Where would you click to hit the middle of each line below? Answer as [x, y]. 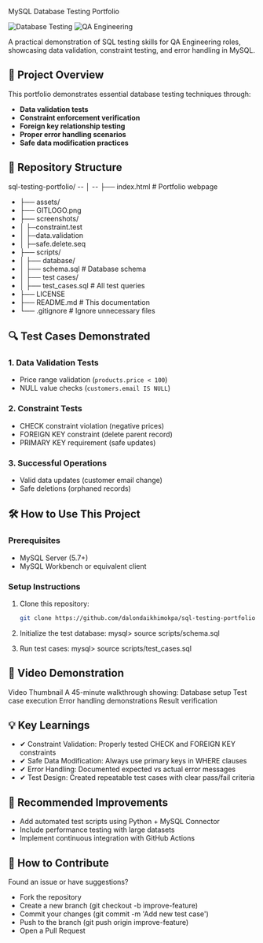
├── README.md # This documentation [85, 302]
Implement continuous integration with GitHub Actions [107, 838]
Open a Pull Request [53, 931]
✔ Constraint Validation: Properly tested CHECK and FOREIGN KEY [127, 744]
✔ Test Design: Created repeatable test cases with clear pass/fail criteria [137, 778]
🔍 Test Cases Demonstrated [79, 337]
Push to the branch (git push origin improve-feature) [104, 923]
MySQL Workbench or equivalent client [83, 566]
